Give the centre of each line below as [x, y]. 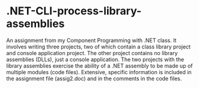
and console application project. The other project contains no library [92, 53]
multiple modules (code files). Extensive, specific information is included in [99, 72]
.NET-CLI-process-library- [74, 11]
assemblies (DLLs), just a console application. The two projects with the [95, 59]
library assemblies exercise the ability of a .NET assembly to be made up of [99, 66]
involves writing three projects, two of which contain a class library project [99, 47]
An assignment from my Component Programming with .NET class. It [91, 40]
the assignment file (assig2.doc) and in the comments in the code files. [94, 78]
